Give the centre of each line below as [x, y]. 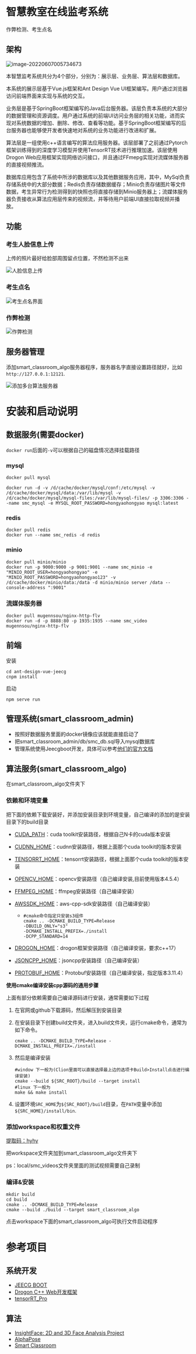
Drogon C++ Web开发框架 [46, 1292]
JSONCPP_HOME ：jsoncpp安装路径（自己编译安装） [78, 960]
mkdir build [20, 1195]
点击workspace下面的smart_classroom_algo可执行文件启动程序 [82, 1222]
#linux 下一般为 [32, 1087]
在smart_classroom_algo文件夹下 [46, 784]
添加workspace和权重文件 [43, 1126]
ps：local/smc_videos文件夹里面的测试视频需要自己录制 [73, 1166]
